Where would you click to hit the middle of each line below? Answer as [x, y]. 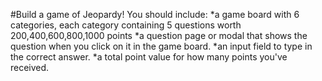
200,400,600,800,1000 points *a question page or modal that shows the [159, 35]
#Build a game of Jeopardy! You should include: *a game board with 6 [155, 14]
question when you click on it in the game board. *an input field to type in [161, 46]
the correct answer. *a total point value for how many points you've [149, 57]
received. [30, 67]
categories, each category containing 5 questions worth [126, 25]
